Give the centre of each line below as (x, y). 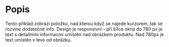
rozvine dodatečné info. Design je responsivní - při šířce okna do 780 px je (84, 29)
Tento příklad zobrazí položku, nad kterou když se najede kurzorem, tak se (84, 24)
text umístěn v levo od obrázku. (38, 40)
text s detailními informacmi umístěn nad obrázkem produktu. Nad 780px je (84, 34)
